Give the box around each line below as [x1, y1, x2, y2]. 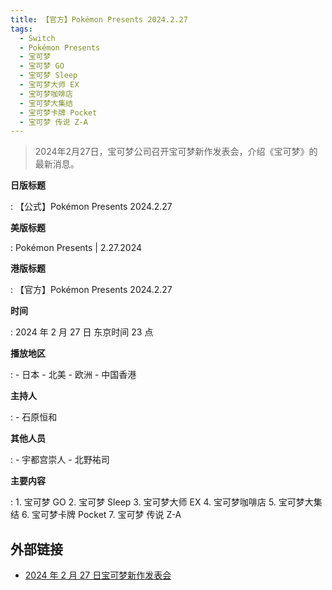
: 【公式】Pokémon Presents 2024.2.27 [10, 201, 173, 213]
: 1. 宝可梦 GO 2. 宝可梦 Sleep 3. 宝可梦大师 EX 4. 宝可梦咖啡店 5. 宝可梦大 [10, 496, 314, 508]
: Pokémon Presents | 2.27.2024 [10, 242, 143, 254]
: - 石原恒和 [10, 411, 58, 423]
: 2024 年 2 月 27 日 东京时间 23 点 [10, 326, 154, 338]
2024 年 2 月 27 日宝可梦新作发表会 [24, 569, 172, 581]
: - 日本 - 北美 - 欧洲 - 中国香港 [10, 369, 137, 381]
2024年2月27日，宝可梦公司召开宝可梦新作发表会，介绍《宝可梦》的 [34, 146, 318, 158]
